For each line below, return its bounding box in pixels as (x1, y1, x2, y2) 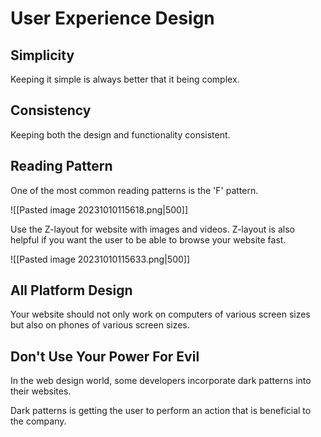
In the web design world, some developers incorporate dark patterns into (10, 375, 312, 387)
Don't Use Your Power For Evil (10, 348, 200, 365)
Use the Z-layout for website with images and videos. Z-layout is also (10, 223, 295, 235)
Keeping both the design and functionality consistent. (10, 128, 231, 141)
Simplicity (10, 47, 75, 64)
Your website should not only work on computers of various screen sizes (10, 308, 311, 321)
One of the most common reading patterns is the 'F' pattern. (10, 184, 259, 196)
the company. (10, 415, 67, 427)
